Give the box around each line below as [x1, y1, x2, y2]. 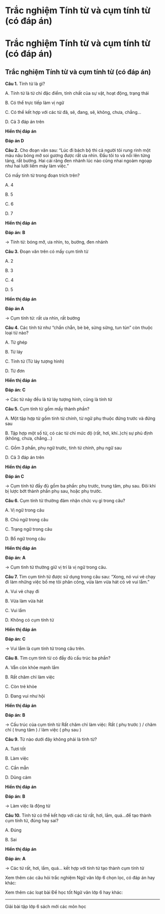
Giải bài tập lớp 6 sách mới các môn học [5, 904, 86, 910]
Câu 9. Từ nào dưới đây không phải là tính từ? [5, 736, 97, 742]
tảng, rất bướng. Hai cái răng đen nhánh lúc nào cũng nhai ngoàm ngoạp [5, 158, 152, 164]
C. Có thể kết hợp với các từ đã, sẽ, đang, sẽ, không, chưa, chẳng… [5, 109, 141, 115]
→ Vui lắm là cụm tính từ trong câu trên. [5, 645, 85, 651]
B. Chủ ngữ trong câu [5, 517, 49, 523]
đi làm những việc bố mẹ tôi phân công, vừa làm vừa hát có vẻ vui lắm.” [5, 579, 150, 585]
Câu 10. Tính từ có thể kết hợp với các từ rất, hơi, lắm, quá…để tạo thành [5, 812, 151, 818]
